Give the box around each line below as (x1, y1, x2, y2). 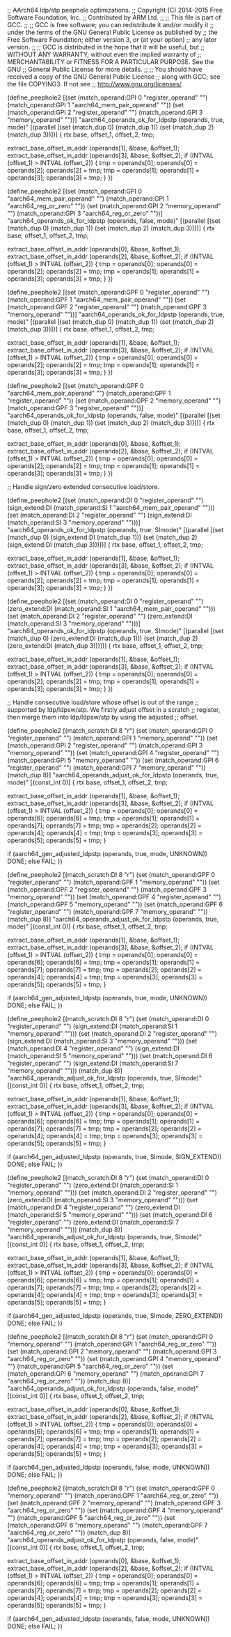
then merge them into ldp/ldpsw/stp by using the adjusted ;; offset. (7, 713, 199, 721)
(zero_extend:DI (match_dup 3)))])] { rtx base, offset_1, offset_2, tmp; (7, 642, 204, 650)
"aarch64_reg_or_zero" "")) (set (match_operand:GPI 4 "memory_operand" (7, 1355, 221, 1363)
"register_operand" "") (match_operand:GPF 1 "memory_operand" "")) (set (7, 878, 220, 886)
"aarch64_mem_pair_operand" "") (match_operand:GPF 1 (7, 389, 171, 397)
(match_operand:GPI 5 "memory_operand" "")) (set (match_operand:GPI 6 (7, 756, 219, 764)
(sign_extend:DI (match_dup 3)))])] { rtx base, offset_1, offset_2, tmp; (7, 541, 203, 549)
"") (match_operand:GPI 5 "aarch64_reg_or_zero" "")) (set (7, 1362, 174, 1370)
